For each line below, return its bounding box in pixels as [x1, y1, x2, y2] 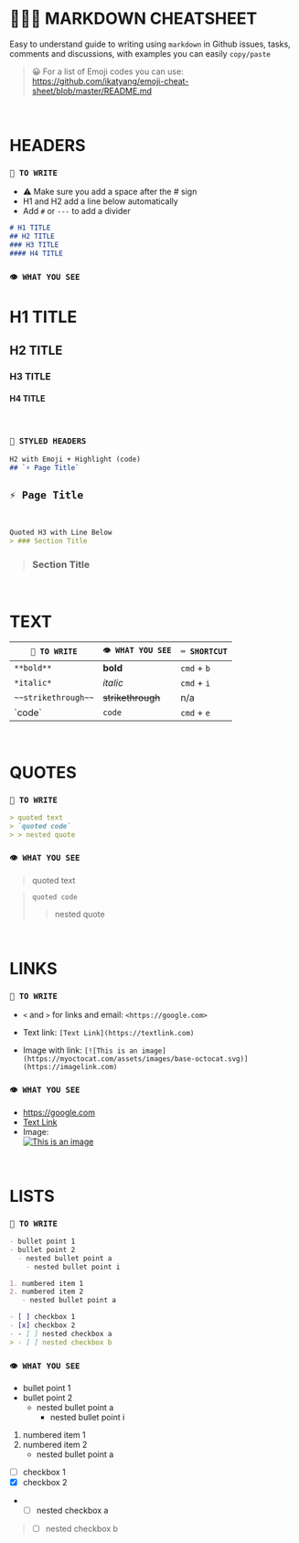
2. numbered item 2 [9, 1287, 84, 1297]
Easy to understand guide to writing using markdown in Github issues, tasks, [9, 38, 291, 49]
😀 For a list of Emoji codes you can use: [31, 66, 185, 77]
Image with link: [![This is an [22, 1045, 138, 1055]
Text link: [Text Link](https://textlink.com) [22, 1027, 195, 1038]
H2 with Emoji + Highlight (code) [9, 455, 142, 464]
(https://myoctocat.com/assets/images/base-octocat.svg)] [22, 1055, 249, 1064]
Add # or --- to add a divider [22, 206, 131, 217]
